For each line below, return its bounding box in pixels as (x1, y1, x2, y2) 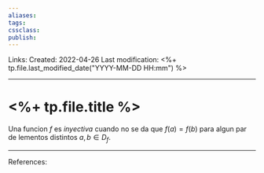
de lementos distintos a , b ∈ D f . (8, 133, 112, 144)
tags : (8, 19, 26, 27)
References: (8, 156, 47, 166)
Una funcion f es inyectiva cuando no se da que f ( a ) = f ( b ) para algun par (8, 124, 247, 134)
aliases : (8, 11, 37, 20)
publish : (8, 33, 37, 42)
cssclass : (8, 26, 41, 34)
